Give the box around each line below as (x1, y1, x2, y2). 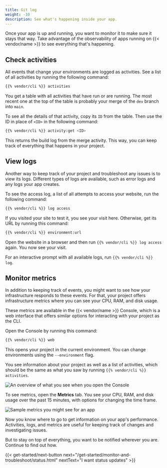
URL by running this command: (5, 220, 69, 226)
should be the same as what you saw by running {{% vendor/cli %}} (5, 367, 146, 373)
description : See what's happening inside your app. (5, 17, 117, 22)
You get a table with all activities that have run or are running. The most (5, 93, 152, 99)
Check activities (5, 56, 57, 64)
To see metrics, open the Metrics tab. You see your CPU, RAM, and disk (5, 392, 154, 398)
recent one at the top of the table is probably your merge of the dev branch (5, 98, 159, 104)
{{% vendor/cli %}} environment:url (5, 230, 81, 235)
